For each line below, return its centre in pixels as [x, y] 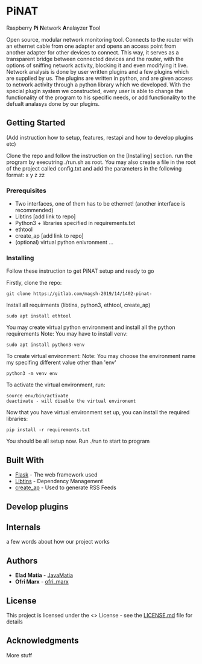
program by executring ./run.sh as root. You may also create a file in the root [101, 162]
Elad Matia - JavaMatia [44, 575]
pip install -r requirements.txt [48, 430]
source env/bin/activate [37, 396]
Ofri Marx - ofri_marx [42, 582]
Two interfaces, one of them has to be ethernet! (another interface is [100, 204]
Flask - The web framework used [56, 475]
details [14, 622]
